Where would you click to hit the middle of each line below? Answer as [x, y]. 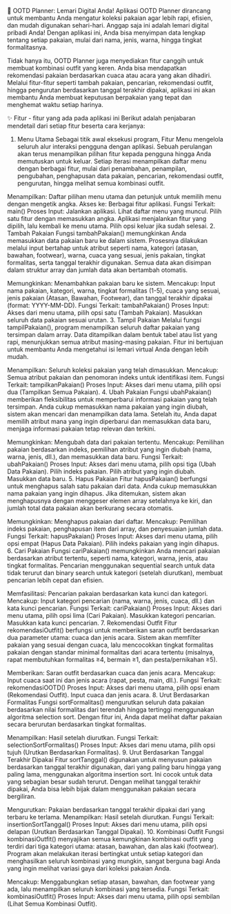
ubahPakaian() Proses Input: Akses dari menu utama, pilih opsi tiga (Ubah [112, 464]
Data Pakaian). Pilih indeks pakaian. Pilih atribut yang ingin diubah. [102, 471]
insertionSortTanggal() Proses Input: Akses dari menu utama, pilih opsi [107, 824]
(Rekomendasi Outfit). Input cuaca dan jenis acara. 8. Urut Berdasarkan [108, 695]
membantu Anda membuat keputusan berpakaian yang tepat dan [99, 97]
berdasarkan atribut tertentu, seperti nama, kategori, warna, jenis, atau [108, 558]
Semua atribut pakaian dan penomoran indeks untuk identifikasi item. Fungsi [116, 377]
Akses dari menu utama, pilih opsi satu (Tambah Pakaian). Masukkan [105, 313]
